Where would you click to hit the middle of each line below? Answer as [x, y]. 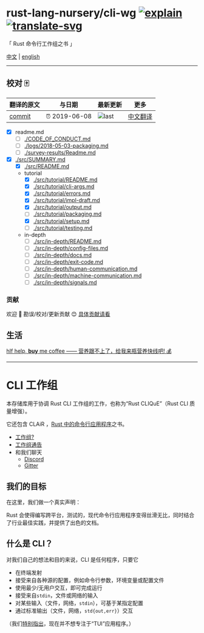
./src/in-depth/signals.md [65, 282]
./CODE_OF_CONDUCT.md [57, 139]
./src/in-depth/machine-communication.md [87, 275]
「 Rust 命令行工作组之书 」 [41, 43]
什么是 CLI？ [30, 544]
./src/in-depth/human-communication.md [85, 269]
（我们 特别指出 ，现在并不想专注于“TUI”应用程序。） [70, 623]
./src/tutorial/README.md [65, 180]
